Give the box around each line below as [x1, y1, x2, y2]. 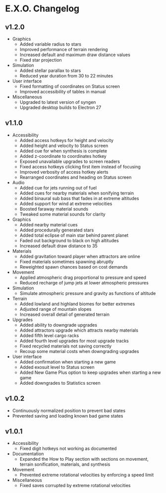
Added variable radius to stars [19, 41, 82, 47]
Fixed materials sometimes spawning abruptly [19, 259, 114, 265]
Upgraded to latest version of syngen [19, 99, 96, 105]
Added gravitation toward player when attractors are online [19, 253, 140, 259]
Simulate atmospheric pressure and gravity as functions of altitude [19, 290, 156, 296]
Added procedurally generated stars [19, 227, 94, 233]
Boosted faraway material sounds [19, 206, 88, 211]
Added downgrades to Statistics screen [19, 380, 101, 386]
